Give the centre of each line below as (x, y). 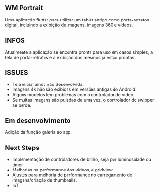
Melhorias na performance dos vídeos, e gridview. (63, 170)
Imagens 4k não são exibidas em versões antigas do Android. (74, 89)
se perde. (22, 105)
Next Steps (22, 148)
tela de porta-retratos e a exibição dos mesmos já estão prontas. (70, 57)
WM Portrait (24, 8)
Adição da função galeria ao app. (39, 132)
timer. (18, 165)
